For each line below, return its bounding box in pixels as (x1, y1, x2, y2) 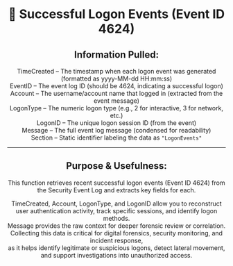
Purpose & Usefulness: (65, 160, 168, 172)
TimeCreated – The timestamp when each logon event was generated (17, 67, 216, 75)
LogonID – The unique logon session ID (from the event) (36, 119, 197, 127)
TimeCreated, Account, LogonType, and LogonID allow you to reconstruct (11, 199, 222, 208)
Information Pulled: (74, 49, 159, 60)
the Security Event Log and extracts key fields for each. (37, 185, 196, 194)
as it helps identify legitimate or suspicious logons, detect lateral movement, (8, 243, 225, 252)
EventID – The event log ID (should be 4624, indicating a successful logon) (9, 82, 224, 90)
